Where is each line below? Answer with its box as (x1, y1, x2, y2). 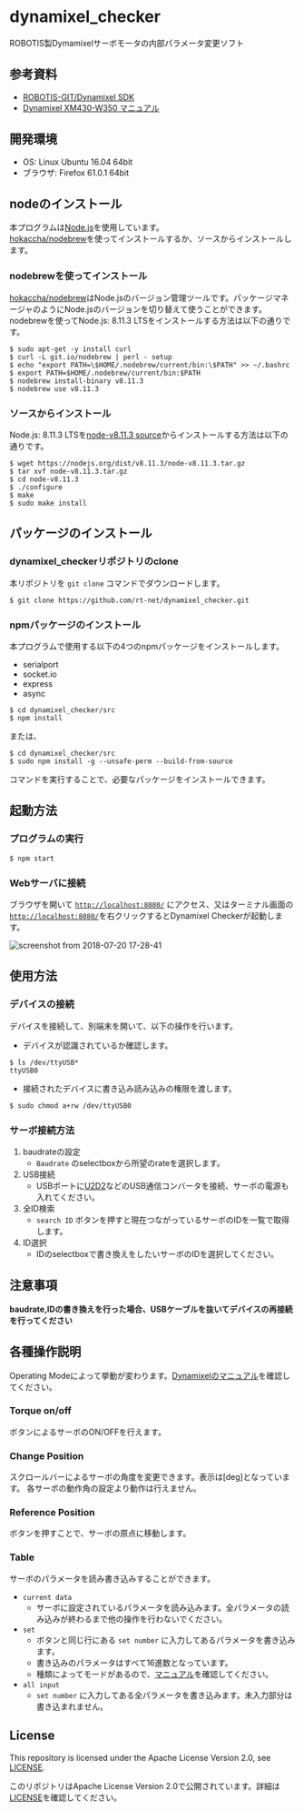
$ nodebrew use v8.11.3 (9, 384, 100, 393)
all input (22, 1680, 61, 1689)
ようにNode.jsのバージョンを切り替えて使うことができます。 (40, 303, 268, 315)
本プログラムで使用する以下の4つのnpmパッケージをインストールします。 (9, 640, 284, 651)
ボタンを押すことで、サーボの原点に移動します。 (9, 1528, 191, 1539)
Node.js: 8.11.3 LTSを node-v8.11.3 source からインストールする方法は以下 (9, 429, 281, 440)
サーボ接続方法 (9, 1123, 75, 1136)
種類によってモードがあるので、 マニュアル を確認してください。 (35, 1668, 274, 1679)
